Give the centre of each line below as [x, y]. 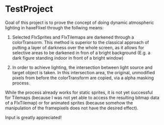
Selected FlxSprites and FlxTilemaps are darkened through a [73, 37]
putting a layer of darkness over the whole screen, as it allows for [78, 47]
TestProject [29, 9]
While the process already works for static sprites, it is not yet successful [79, 92]
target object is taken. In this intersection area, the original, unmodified [83, 72]
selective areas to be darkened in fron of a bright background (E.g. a [81, 53]
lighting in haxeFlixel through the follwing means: [54, 27]
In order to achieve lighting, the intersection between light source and [82, 67]
